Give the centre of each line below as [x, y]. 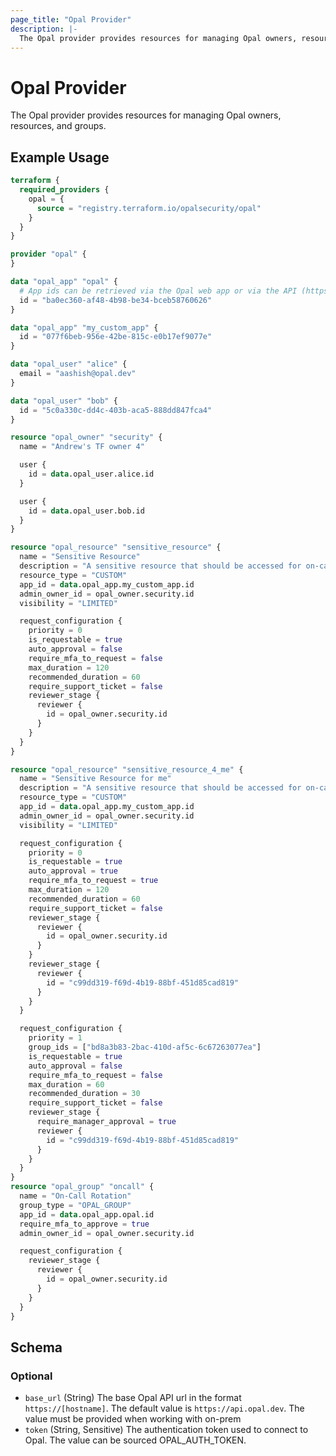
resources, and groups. [58, 126]
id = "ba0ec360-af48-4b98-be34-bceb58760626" [116, 300]
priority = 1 [55, 1038]
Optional [31, 1376]
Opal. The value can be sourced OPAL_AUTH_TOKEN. [135, 1440]
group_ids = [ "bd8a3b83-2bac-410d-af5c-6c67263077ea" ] [145, 1047]
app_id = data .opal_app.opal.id [87, 1214]
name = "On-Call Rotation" [75, 1196]
